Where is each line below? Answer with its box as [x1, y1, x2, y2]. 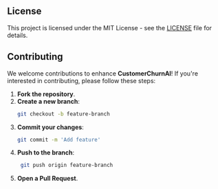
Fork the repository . [17, 89, 76, 98]
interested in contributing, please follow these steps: [7, 76, 156, 85]
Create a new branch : [17, 97, 80, 105]
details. [7, 31, 28, 39]
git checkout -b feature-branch [17, 110, 110, 118]
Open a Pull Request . [17, 175, 78, 183]
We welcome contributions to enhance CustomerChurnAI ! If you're [7, 69, 198, 78]
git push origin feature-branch [20, 162, 113, 169]
